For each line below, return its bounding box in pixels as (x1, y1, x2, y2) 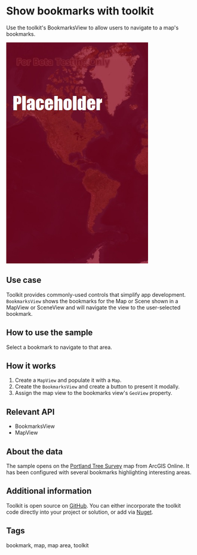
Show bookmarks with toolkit (6, 4, 154, 18)
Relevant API (6, 406, 55, 417)
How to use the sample (6, 328, 93, 338)
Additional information (6, 486, 92, 496)
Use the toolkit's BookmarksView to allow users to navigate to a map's (6, 24, 179, 31)
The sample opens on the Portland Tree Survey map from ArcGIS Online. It (6, 463, 190, 469)
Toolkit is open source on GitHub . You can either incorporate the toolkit (6, 502, 181, 509)
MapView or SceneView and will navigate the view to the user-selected (6, 304, 181, 311)
